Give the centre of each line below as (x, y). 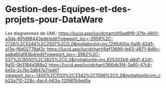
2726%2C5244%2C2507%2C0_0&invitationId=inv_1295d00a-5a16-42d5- (80, 44)
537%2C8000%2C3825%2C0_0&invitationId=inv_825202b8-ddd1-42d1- (80, 59)
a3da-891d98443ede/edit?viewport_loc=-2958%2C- (59, 39)
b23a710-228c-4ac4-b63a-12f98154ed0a (48, 81)
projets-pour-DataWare (54, 20)
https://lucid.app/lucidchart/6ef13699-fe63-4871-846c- (104, 49)
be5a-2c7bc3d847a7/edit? (32, 70)
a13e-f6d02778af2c (25, 49)
